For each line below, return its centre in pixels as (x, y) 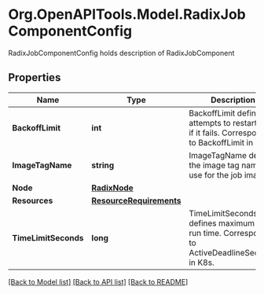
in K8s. (201, 263)
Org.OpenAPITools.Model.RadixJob (127, 15)
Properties (35, 77)
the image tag (214, 165)
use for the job (215, 175)
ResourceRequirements (136, 200)
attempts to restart (223, 123)
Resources (33, 200)
